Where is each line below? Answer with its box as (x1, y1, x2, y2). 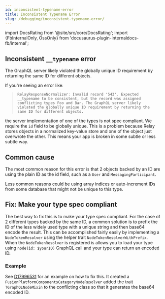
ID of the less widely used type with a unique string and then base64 (5, 224, 145, 230)
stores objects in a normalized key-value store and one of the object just (5, 129, 152, 134)
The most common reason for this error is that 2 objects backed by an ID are (5, 166, 161, 172)
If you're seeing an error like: (5, 82, 64, 89)
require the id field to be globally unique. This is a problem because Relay (5, 123, 155, 129)
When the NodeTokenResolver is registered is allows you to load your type (5, 239, 153, 245)
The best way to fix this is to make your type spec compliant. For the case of (5, 213, 161, 219)
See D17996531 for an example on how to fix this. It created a (5, 274, 130, 280)
